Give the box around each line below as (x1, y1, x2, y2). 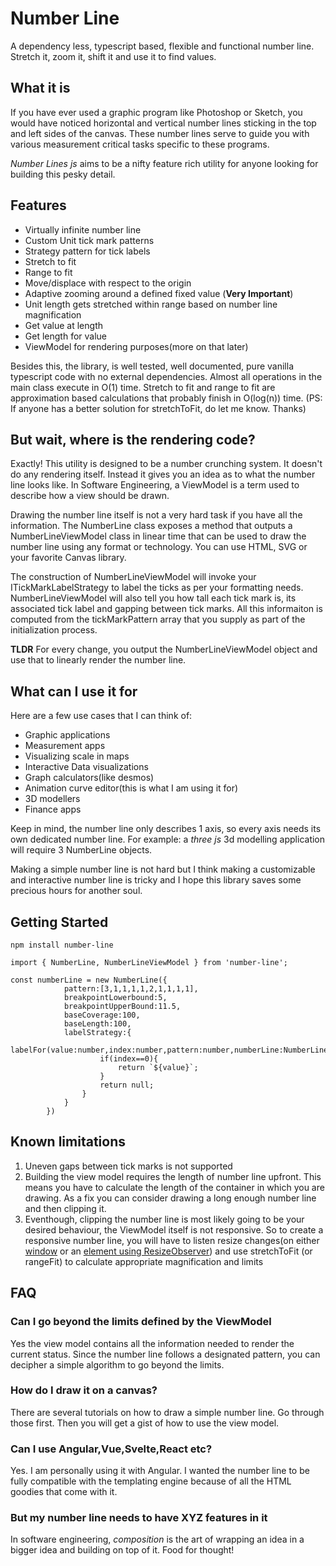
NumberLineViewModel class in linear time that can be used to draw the (10, 530, 307, 542)
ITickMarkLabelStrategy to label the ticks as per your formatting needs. (10, 582, 304, 594)
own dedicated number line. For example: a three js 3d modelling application (10, 833, 326, 846)
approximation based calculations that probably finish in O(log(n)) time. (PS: (10, 392, 323, 404)
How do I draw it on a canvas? (10, 1383, 158, 1397)
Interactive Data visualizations (24, 761, 149, 773)
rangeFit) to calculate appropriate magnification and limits (24, 1255, 264, 1267)
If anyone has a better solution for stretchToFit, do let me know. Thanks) (10, 402, 307, 414)
